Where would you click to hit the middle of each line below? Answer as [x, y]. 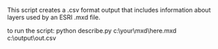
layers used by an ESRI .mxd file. [54, 17]
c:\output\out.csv [32, 38]
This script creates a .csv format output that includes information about [109, 10]
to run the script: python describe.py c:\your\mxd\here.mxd [92, 31]
